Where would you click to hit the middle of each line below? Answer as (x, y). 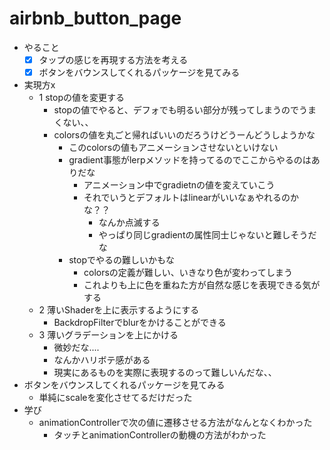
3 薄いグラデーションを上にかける (108, 335)
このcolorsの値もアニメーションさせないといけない (173, 148)
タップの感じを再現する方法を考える (113, 59)
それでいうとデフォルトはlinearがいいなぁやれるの (187, 198)
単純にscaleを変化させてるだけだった (115, 398)
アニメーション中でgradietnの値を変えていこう (179, 185)
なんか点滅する (129, 223)
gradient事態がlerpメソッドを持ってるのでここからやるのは (190, 160)
